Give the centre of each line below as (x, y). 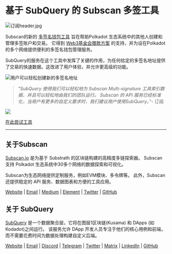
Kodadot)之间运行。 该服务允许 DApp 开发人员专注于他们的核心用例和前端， (85, 229)
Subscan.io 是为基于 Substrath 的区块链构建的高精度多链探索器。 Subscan (84, 158)
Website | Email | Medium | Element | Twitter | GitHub (61, 192)
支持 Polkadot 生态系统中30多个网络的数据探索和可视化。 (66, 164)
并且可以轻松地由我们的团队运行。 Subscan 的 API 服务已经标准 (94, 95)
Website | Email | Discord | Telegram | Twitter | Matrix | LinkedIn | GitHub (82, 246)
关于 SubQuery (29, 209)
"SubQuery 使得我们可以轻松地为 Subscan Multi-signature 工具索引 (89, 88)
